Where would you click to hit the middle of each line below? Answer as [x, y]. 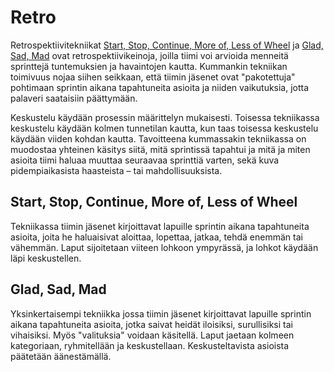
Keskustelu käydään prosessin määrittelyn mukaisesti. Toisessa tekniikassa [165, 117]
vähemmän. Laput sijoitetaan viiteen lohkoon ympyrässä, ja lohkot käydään [164, 247]
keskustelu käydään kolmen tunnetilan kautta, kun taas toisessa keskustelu [164, 128]
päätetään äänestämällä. [61, 356]
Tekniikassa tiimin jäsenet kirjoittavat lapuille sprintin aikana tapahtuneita [160, 226]
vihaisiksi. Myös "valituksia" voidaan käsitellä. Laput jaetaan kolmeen [152, 335]
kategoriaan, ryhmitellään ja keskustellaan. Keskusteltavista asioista [150, 345]
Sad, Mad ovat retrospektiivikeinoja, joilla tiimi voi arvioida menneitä [149, 55]
